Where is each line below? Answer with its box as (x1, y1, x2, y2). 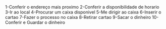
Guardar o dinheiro (26, 19, 65, 25)
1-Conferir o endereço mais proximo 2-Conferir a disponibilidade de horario (5, 4, 160, 10)
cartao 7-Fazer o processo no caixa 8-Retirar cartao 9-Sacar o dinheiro (5, 14, 151, 20)
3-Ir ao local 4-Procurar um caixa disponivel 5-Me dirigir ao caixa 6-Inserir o (5, 9, 162, 15)
